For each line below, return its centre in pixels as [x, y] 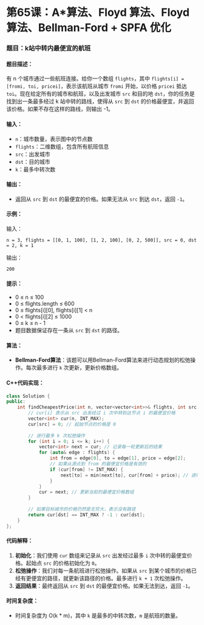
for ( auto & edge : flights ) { [77, 453]
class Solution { [28, 396]
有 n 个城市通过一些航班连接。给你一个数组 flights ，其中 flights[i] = [95, 79]
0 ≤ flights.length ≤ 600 [45, 304]
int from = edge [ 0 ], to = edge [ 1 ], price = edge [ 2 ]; [118, 458]
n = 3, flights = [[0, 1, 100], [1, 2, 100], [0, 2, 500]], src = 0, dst [102, 240]
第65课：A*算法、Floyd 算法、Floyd [98, 12]
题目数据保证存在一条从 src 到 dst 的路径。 [69, 330]
